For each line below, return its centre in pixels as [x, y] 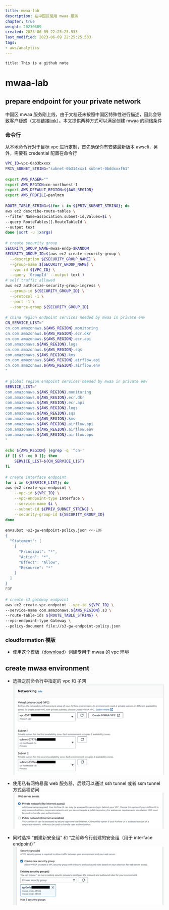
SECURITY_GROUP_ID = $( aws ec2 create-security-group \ [63, 254]
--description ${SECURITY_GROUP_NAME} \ [53, 259]
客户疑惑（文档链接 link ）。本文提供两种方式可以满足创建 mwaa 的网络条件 [86, 121]
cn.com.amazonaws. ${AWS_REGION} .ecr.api [48, 339]
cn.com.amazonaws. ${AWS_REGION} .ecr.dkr [48, 334]
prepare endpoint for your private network [73, 102]
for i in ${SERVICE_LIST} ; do [37, 482]
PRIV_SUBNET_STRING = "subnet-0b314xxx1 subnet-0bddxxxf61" [67, 168]
